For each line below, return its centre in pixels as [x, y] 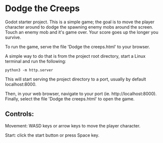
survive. [13, 37]
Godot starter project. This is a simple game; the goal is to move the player [80, 22]
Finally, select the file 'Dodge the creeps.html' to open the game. [70, 99]
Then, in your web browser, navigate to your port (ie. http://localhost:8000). [81, 94]
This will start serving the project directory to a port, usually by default [76, 79]
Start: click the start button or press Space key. [52, 135]
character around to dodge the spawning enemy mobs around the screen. [79, 27]
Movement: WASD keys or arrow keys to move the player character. [73, 126]
